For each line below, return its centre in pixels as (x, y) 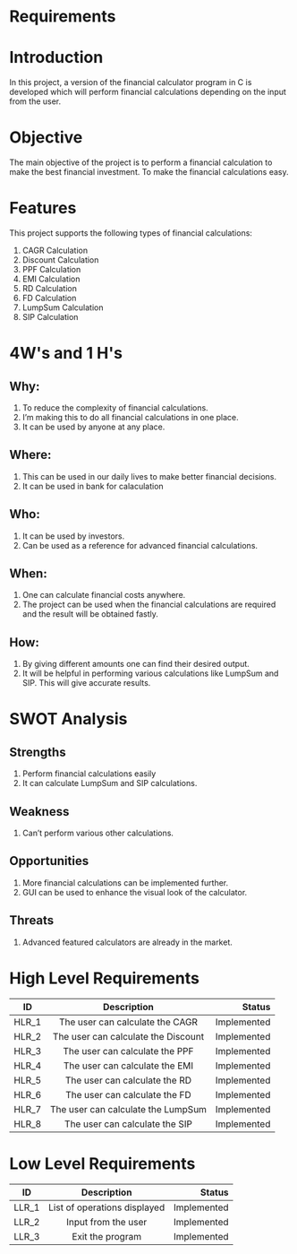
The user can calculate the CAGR (128, 1022)
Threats (32, 921)
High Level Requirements (104, 978)
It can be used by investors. (73, 536)
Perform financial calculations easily (89, 774)
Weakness (39, 812)
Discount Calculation (60, 260)
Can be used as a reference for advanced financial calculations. (140, 545)
